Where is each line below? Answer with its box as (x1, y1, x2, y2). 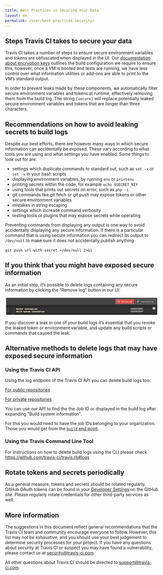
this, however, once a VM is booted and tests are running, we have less (5, 65, 148, 71)
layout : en (5, 13, 27, 18)
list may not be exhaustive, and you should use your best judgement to (5, 534, 147, 540)
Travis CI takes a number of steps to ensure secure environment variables (5, 50, 153, 56)
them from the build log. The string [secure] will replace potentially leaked (5, 96, 154, 102)
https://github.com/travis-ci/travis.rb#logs (5, 454, 90, 460)
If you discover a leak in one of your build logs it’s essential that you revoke (5, 319, 156, 325)
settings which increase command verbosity (12, 208, 101, 213)
